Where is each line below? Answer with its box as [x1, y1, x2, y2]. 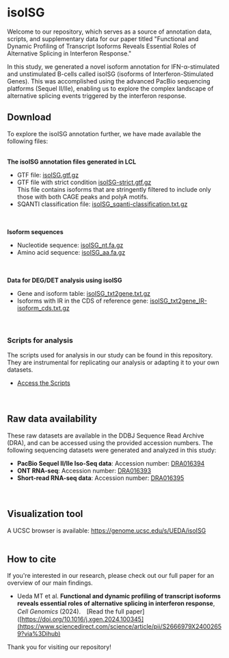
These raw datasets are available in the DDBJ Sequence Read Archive [7, 431, 204, 440]
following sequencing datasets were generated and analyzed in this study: [7, 446, 217, 454]
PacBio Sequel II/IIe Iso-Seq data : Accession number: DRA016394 [16, 459, 205, 467]
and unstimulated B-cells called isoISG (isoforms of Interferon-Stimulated [7, 70, 214, 78]
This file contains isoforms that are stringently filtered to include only [16, 185, 211, 193]
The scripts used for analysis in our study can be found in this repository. [7, 351, 213, 359]
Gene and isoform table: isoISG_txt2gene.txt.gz [16, 289, 151, 297]
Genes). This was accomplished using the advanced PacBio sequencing [7, 77, 211, 85]
